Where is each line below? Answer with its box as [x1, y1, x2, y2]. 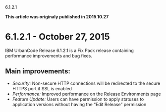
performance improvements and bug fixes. [5, 53, 93, 58]
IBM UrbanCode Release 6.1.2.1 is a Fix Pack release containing [5, 47, 134, 54]
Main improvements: [5, 67, 70, 76]
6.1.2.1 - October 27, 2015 [5, 31, 110, 43]
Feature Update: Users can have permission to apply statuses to [12, 96, 144, 102]
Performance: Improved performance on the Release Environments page [12, 91, 161, 97]
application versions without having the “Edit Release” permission [12, 101, 147, 107]
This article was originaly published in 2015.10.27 [5, 14, 109, 19]
